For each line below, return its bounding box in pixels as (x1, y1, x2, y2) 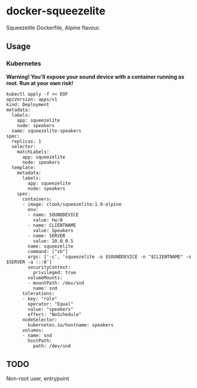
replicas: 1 (11, 138, 42, 145)
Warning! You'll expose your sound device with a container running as (6, 73, 184, 80)
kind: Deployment (6, 101, 50, 107)
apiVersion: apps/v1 (6, 96, 58, 103)
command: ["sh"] (28, 248, 68, 254)
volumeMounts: (28, 275, 63, 281)
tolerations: (22, 290, 55, 296)
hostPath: (28, 338, 52, 344)
